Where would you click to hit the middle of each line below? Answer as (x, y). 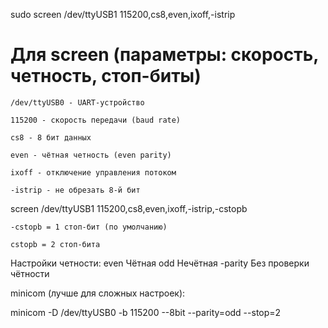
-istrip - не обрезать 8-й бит (75, 190)
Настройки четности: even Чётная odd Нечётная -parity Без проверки (160, 263)
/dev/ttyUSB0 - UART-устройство (77, 102)
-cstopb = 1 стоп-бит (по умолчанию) (89, 227)
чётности (30, 273)
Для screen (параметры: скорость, (164, 55)
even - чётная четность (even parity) (91, 155)
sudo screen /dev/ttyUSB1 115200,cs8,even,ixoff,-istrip (123, 14)
